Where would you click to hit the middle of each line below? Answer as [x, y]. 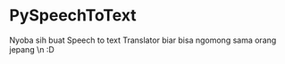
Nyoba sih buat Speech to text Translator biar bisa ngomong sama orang [143, 40]
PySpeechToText [73, 16]
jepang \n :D [32, 49]
